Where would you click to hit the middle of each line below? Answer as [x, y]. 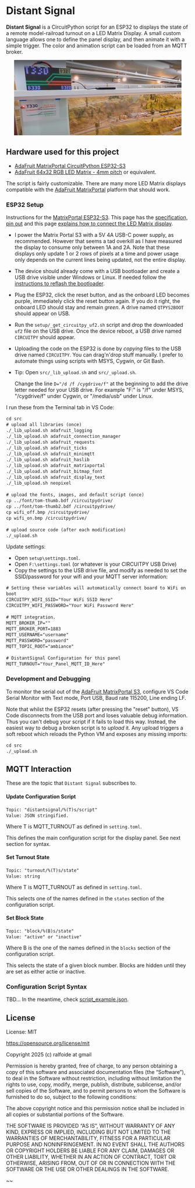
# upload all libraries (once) [44, 425]
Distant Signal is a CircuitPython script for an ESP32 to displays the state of [97, 27]
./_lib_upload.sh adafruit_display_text [56, 478]
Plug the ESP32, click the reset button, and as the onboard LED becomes [102, 295]
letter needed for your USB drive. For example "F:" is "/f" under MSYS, [99, 390]
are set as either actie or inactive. [46, 971]
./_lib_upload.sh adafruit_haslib [48, 460]
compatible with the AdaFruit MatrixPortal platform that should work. [88, 189]
